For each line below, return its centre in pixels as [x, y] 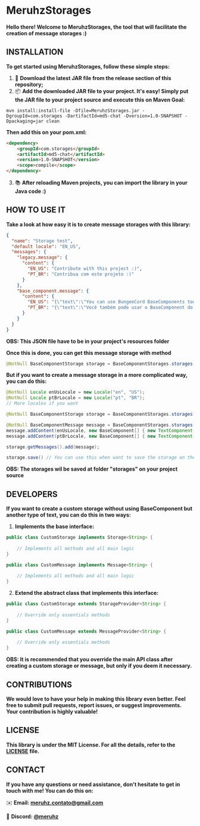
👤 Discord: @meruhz [32, 816]
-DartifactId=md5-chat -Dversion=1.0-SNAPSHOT [124, 116]
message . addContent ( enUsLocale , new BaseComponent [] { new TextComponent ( [101, 431]
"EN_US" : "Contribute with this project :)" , [85, 269]
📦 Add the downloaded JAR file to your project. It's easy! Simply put [101, 91]
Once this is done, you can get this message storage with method [89, 352]
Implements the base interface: [54, 527]
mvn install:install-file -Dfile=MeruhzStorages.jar [73, 110]
